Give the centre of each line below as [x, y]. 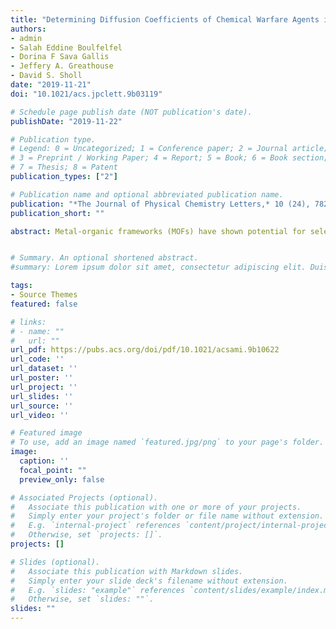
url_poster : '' [42, 378]
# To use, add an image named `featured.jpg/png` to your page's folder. [167, 442]
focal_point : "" [53, 470]
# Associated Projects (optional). [84, 497]
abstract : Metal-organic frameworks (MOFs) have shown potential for [158, 231]
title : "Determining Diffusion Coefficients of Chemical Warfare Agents [165, 19]
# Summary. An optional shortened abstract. [104, 258]
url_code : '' [37, 359]
